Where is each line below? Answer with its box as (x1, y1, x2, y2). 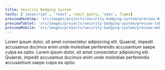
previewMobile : (5, 25, 36, 30)
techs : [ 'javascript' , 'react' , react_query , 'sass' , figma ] (5, 12, 133, 17)
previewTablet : (5, 21, 36, 26)
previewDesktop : (5, 16, 38, 21)
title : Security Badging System (5, 7, 71, 12)
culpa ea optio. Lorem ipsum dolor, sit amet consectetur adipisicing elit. (5, 49, 150, 55)
